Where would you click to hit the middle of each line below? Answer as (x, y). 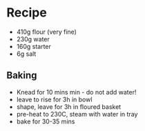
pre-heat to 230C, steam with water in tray (77, 114)
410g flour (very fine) (47, 32)
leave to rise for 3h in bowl (54, 99)
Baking (22, 75)
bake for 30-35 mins (46, 121)
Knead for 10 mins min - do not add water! (76, 92)
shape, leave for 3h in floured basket (69, 107)
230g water (33, 39)
